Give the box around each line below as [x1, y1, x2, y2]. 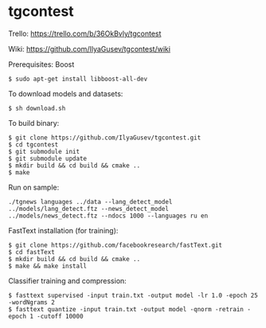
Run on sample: [8, 182, 60, 192]
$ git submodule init [8, 147, 80, 155]
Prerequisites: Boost [8, 59, 75, 69]
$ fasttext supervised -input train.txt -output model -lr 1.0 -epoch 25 [8, 291, 259, 299]
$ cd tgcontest [8, 140, 59, 149]
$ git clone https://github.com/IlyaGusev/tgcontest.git [8, 134, 201, 142]
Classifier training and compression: [8, 275, 127, 285]
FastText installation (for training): [8, 225, 119, 235]
